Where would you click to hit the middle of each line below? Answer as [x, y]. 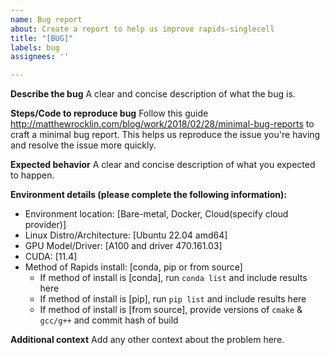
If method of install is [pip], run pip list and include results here [173, 299]
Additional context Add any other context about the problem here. [147, 340]
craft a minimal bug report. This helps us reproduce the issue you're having [165, 135]
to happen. [32, 175]
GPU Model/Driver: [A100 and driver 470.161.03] [123, 246]
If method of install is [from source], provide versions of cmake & [171, 310]
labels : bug [35, 47]
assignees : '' [40, 57]
